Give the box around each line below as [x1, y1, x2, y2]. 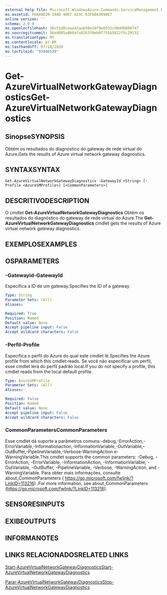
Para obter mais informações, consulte [41, 470, 121, 476]
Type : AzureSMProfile [5, 378, 50, 383]
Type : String [5, 293, 32, 298]
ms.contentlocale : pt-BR [5, 40, 57, 45]
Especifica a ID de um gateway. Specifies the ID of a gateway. [5, 283, 131, 289]
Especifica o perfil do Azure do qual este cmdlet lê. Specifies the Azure [5, 353, 150, 358]
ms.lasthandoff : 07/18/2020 [5, 44, 64, 49]
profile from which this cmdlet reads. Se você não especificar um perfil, [5, 358, 152, 364]
